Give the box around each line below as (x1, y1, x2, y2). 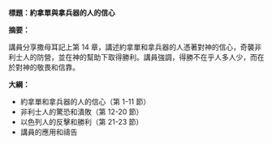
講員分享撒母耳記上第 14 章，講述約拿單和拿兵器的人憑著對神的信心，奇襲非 (8, 42, 262, 52)
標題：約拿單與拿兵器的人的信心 (8, 8, 115, 17)
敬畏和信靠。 (36, 62, 80, 72)
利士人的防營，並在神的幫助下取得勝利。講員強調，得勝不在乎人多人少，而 (8, 53, 257, 61)
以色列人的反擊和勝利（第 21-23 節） (19, 117, 144, 126)
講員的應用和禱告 (19, 127, 78, 137)
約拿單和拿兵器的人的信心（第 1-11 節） (19, 97, 151, 106)
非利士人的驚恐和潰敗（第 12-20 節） (19, 107, 144, 116)
